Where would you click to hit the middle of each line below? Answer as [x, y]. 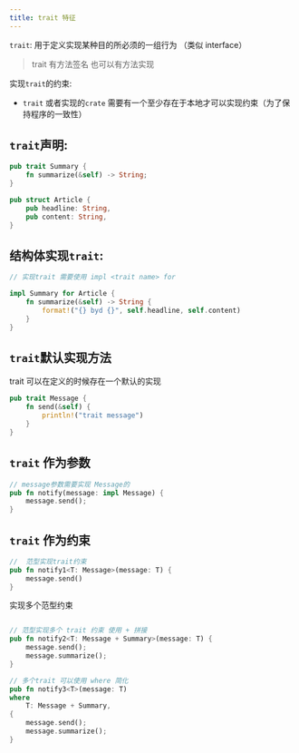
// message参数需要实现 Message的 [70, 484]
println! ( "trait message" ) [93, 416]
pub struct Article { [50, 200]
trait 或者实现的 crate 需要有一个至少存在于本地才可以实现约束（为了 [152, 103]
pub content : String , [66, 217]
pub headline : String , [68, 208]
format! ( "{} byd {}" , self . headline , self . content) [142, 310]
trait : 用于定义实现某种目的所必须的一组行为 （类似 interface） [128, 44]
